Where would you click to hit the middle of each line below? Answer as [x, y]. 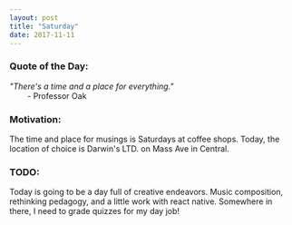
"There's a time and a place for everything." [92, 86]
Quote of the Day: [49, 66]
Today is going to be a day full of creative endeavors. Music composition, [146, 192]
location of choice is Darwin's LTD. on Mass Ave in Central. [119, 148]
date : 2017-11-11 [42, 34]
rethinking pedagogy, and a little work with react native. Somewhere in [141, 201]
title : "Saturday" [44, 26]
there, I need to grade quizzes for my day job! [94, 211]
